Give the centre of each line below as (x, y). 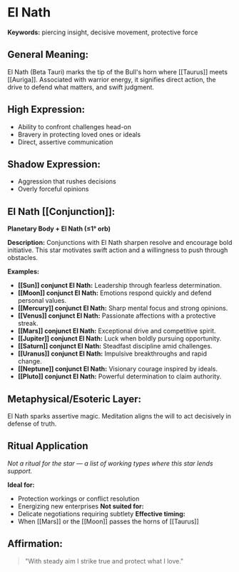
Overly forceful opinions (53, 189)
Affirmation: (35, 544)
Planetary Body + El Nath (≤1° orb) (59, 229)
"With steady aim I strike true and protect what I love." (104, 561)
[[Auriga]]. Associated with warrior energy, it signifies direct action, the (112, 79)
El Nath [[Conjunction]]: (61, 211)
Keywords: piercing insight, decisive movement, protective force (103, 32)
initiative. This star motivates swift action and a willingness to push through (118, 250)
